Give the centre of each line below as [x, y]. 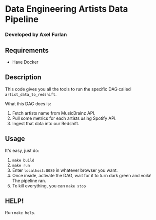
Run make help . [20, 213]
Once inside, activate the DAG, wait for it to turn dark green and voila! [82, 175]
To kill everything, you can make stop [49, 185]
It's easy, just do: [22, 150]
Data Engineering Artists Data [67, 9]
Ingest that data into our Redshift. [46, 123]
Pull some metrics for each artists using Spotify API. [64, 118]
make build [23, 160]
